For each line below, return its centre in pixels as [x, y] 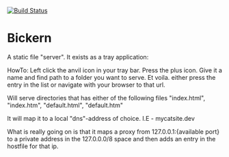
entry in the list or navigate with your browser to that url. [86, 85]
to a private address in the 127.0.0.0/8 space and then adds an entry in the [111, 139]
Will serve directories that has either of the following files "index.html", [106, 98]
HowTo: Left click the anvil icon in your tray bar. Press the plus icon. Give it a [114, 70]
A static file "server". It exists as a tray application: [78, 57]
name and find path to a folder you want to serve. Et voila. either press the [111, 77]
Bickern [29, 38]
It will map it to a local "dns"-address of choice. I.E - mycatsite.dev [101, 118]
